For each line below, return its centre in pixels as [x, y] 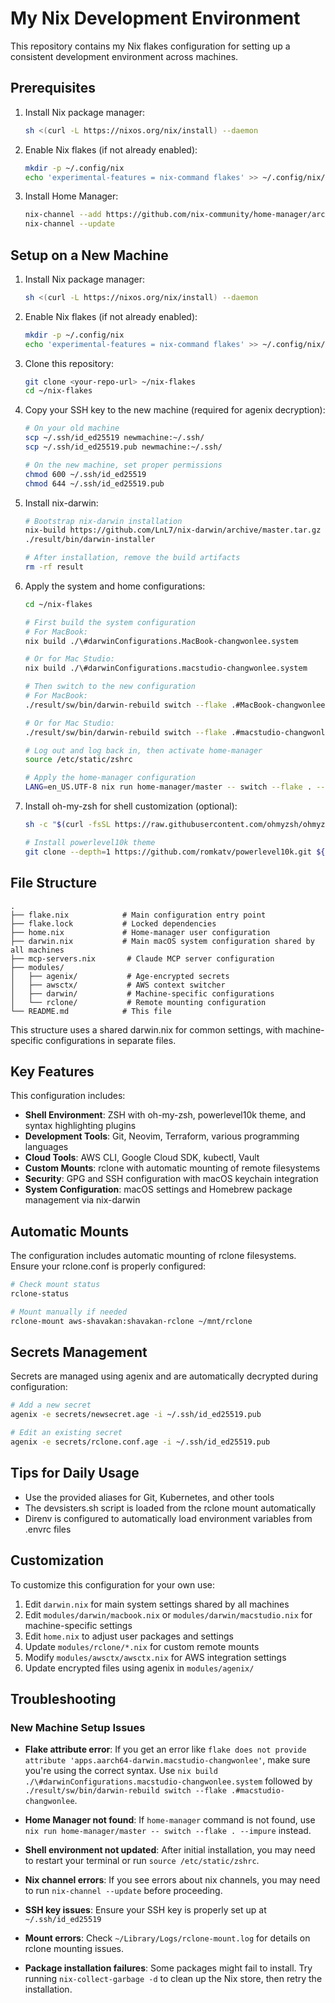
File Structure [53, 883]
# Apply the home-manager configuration [110, 778]
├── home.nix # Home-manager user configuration [140, 932]
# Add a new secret [51, 1405]
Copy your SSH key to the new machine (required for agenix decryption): [175, 410]
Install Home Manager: [71, 196]
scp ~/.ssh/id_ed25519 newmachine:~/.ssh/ [114, 438]
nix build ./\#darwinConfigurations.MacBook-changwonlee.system [161, 641]
